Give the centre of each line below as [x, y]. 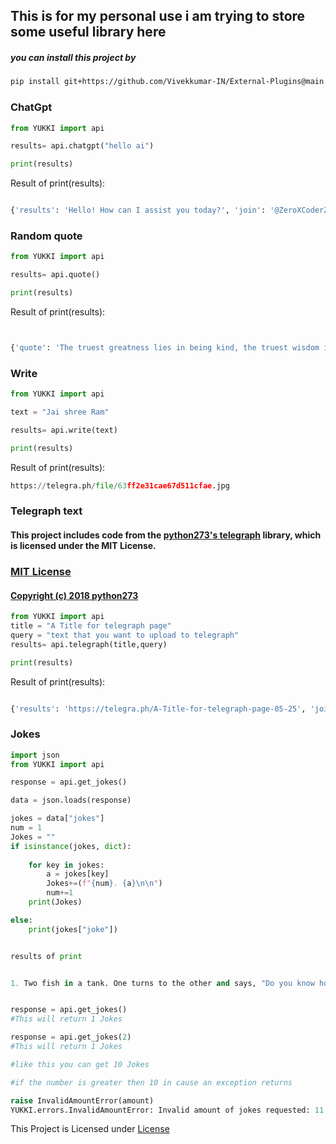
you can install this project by [73, 57]
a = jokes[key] [78, 874]
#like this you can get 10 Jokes [80, 1064]
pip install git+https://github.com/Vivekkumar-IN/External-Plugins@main [167, 82]
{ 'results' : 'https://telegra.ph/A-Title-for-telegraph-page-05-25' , [158, 709]
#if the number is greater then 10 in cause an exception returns [151, 1082]
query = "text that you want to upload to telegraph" [125, 635]
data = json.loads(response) [71, 800]
